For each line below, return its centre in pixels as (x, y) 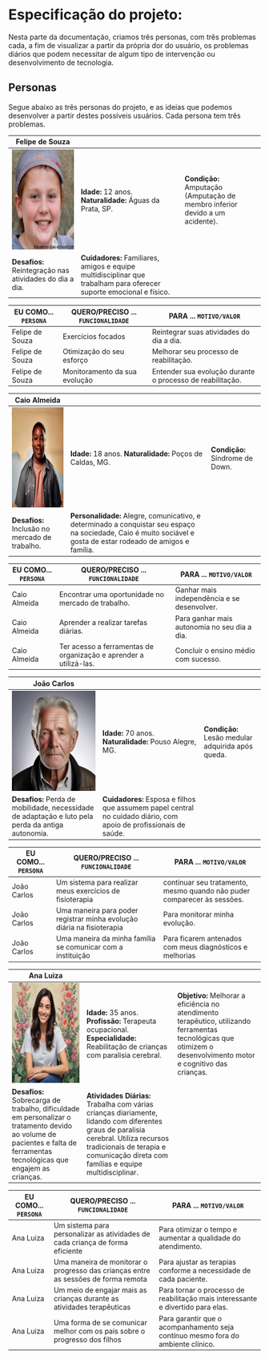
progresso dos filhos (87, 1339)
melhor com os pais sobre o (99, 1331)
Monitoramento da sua (100, 371)
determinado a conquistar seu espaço (132, 524)
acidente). (201, 221)
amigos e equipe (108, 266)
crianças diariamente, (122, 1113)
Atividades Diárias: (119, 1096)
